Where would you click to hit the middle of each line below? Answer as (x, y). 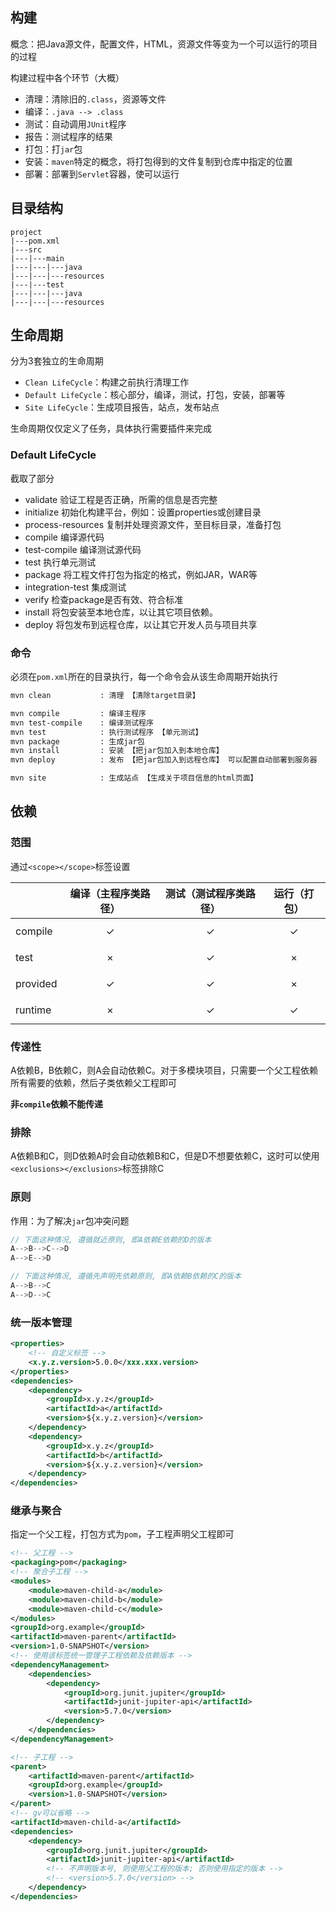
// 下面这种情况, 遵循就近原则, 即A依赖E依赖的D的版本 (111, 1239)
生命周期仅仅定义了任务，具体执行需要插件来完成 (111, 429)
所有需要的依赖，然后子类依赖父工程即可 (93, 1083)
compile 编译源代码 (64, 537)
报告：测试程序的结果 (68, 136)
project (26, 232)
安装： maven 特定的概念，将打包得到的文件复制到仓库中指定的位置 (158, 161)
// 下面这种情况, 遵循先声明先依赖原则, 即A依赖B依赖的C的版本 (126, 1276)
